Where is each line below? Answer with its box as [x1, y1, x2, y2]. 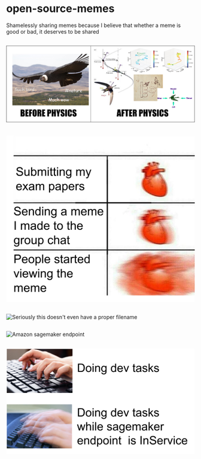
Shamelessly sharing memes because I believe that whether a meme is [6, 22, 181, 29]
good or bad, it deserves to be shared [6, 28, 100, 35]
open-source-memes [6, 2, 115, 16]
